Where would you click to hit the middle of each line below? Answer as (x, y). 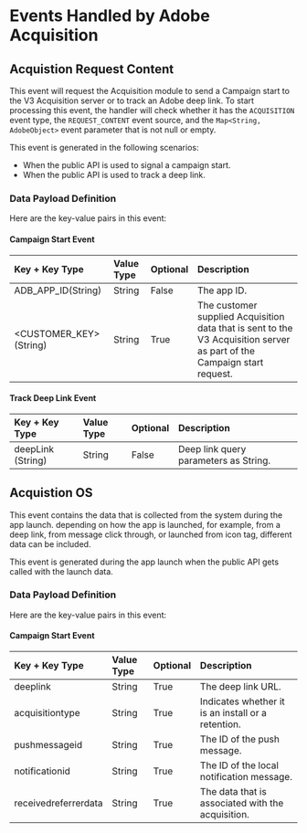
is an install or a (233, 713)
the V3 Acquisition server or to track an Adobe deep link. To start (132, 100)
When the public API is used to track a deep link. (114, 175)
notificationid (42, 771)
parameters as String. (224, 460)
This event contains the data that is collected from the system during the (146, 515)
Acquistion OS (51, 493)
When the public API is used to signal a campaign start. (127, 165)
